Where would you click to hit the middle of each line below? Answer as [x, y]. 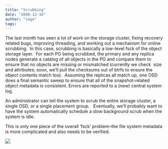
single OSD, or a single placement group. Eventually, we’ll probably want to [84, 106]
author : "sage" [21, 19]
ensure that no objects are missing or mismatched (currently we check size [83, 64]
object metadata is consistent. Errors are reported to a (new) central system [83, 86]
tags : [11, 24]
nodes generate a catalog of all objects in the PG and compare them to [78, 59]
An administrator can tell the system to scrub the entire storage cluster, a [80, 101]
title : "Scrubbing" [26, 10]
